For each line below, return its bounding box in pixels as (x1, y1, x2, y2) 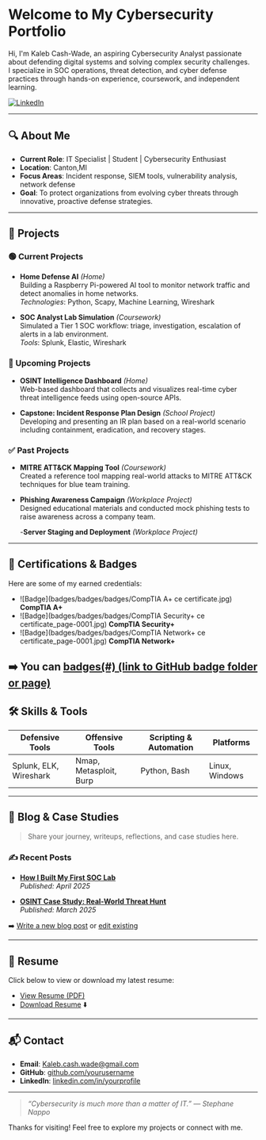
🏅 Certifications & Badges (8, 558, 138, 571)
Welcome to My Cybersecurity (8, 6, 214, 24)
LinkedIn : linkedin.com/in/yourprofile (19, 1076, 141, 1085)
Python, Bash (140, 766, 190, 777)
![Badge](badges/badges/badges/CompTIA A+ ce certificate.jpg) (19, 593, 233, 604)
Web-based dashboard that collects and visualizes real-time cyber (19, 384, 237, 393)
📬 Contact (8, 1034, 64, 1048)
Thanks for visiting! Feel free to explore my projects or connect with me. (8, 1123, 243, 1132)
